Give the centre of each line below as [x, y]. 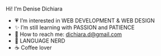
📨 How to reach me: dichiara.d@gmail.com [68, 34]
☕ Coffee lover [33, 47]
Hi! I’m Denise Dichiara [34, 9]
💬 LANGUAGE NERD [40, 41]
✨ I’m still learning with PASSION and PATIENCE [74, 27]
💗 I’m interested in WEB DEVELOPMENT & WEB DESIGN [84, 20]
